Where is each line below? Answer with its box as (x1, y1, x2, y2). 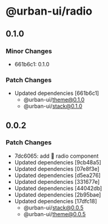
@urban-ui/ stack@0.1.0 (23, 102, 83, 110)
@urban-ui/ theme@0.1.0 (23, 96, 85, 103)
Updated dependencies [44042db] (14, 184, 103, 192)
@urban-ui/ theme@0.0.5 (23, 210, 86, 217)
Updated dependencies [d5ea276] (14, 172, 101, 179)
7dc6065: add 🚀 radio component (14, 152, 99, 159)
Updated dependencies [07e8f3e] (14, 165, 100, 172)
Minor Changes (5, 47, 52, 55)
